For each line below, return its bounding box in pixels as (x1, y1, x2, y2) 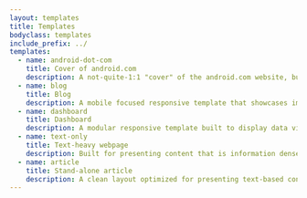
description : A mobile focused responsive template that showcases (26, 98, 288, 108)
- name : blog (17, 81, 68, 90)
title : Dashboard (26, 115, 92, 124)
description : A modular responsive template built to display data (26, 124, 288, 133)
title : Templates (9, 22, 76, 31)
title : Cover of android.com (26, 65, 137, 74)
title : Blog (26, 89, 71, 99)
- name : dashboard (17, 107, 89, 116)
